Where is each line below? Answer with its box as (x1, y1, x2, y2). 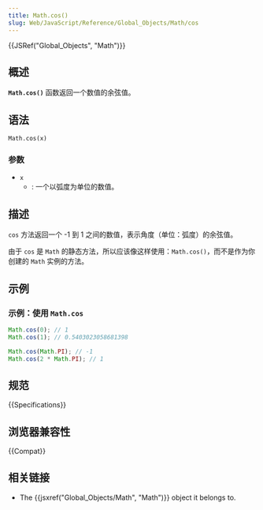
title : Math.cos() (8, 11, 69, 20)
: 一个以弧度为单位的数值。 (31, 182, 119, 192)
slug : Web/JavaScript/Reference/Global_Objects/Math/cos (8, 19, 199, 27)
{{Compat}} (8, 447, 46, 456)
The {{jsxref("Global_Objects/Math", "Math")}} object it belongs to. (19, 493, 236, 502)
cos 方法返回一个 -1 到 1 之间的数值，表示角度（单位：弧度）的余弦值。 (8, 230, 238, 239)
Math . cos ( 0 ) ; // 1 (8, 325, 69, 334)
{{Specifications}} (8, 400, 67, 410)
